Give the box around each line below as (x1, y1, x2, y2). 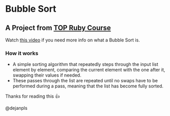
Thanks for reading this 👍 (5, 93, 60, 100)
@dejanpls (5, 105, 28, 111)
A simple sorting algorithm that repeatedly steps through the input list (12, 61, 159, 67)
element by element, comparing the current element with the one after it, (12, 67, 165, 73)
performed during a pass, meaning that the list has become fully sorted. (12, 83, 164, 89)
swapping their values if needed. (12, 72, 81, 78)
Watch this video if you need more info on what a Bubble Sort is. (5, 37, 140, 43)
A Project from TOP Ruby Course (5, 24, 111, 32)
